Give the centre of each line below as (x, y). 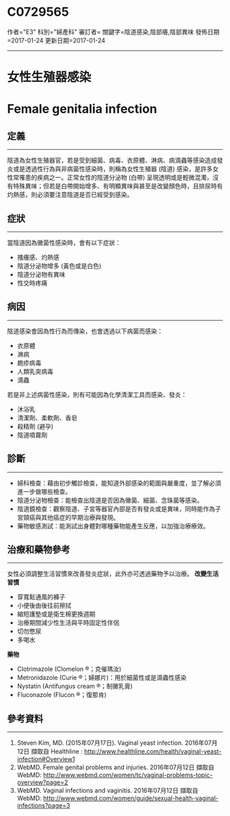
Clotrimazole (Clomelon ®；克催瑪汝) (69, 669)
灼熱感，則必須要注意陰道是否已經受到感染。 (70, 195)
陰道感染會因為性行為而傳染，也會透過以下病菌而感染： (85, 331)
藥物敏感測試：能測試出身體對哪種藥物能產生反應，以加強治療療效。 (113, 525)
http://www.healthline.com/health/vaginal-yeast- (153, 751)
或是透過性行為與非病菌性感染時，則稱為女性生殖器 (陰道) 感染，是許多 (113, 169)
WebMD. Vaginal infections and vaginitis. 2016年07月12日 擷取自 (107, 791)
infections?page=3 (43, 806)
